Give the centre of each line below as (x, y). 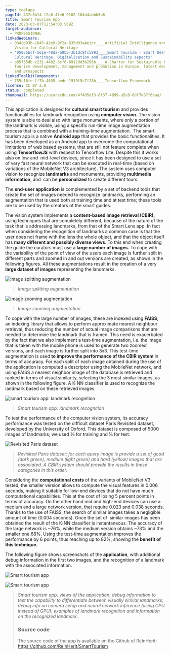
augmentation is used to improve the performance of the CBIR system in (82, 356)
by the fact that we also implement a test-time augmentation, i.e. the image (83, 340)
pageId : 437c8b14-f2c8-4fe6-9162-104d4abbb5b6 (55, 15)
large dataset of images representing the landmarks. (61, 269)
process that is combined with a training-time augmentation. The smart (80, 131)
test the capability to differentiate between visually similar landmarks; (91, 600)
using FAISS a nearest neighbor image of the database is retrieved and (79, 372)
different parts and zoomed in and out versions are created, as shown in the (84, 258)
